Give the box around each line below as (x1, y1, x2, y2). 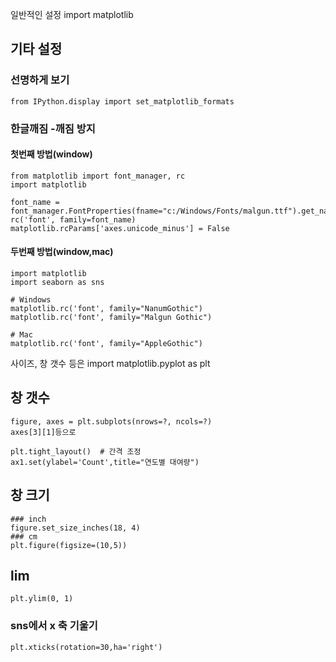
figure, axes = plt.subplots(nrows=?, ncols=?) (10, 416, 213, 427)
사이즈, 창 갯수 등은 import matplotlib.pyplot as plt (10, 358, 211, 370)
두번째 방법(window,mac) (10, 246, 114, 258)
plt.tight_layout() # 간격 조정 (10, 446, 142, 457)
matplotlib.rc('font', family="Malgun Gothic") (10, 313, 213, 323)
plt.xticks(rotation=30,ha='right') (10, 642, 163, 652)
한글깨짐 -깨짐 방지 (10, 121, 96, 135)
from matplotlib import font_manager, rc (10, 171, 186, 181)
